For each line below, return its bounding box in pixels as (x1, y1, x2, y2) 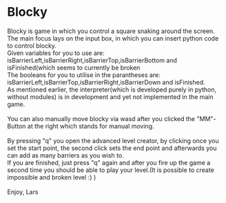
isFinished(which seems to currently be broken (7, 63, 141, 72)
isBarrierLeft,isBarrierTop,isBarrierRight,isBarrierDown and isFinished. (7, 78, 205, 86)
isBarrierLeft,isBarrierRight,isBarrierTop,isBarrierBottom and (7, 56, 178, 64)
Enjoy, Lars (7, 187, 39, 196)
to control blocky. (7, 41, 57, 50)
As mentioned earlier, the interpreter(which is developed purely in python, (7, 85, 217, 94)
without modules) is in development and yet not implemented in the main (7, 92, 214, 100)
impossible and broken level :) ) (7, 173, 96, 181)
